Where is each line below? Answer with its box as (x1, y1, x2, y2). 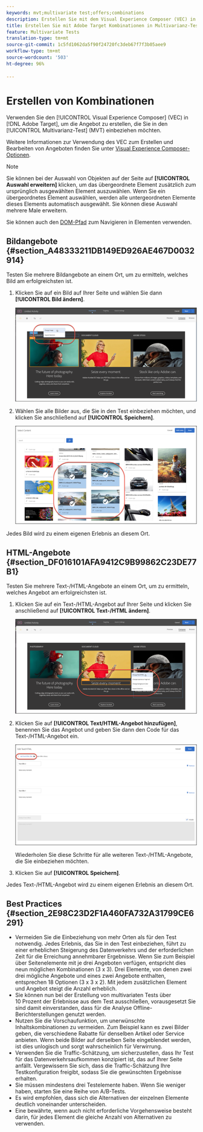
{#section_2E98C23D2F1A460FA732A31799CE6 (6, 908, 195, 919)
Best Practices (6, 899, 62, 909)
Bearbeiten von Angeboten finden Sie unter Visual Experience (6, 145, 161, 152)
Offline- (133, 1004, 153, 1012)
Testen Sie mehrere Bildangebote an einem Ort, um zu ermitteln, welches (6, 271, 188, 278)
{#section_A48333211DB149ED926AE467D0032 (6, 246, 195, 256)
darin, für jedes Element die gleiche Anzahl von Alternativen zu (14, 1113, 172, 1121)
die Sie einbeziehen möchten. (14, 857, 89, 865)
